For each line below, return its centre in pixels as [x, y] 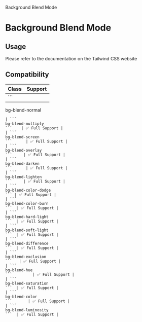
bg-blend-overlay [24, 150]
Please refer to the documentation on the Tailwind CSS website [71, 59]
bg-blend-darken [22, 164]
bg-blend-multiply [25, 124]
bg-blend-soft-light [27, 230]
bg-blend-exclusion [26, 257]
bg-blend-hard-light [27, 217]
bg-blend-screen [22, 137]
